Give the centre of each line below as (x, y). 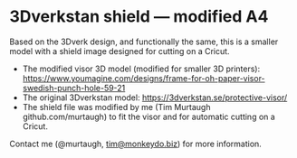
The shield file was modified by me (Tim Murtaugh (116, 107)
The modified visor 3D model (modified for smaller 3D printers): (141, 69)
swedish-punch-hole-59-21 (74, 88)
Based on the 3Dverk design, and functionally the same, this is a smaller (144, 42)
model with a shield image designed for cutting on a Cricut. (120, 51)
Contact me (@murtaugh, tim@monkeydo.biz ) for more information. (136, 144)
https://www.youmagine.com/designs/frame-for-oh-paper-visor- (144, 78)
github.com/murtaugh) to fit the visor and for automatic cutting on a (149, 116)
